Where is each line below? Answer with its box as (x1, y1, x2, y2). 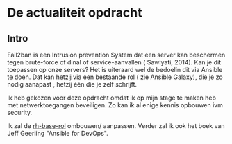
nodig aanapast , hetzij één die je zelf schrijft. (7, 80, 138, 88)
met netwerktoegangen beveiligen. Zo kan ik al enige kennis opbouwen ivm (7, 101, 224, 109)
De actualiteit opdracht (7, 5, 142, 21)
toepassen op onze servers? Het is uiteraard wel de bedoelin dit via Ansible (7, 66, 223, 73)
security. (7, 109, 33, 116)
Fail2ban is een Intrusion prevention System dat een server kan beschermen (7, 51, 226, 59)
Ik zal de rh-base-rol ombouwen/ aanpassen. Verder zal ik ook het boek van (7, 122, 225, 129)
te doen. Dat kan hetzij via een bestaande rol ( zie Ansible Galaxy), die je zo (7, 73, 224, 81)
